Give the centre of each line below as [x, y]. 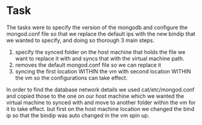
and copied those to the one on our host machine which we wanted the [95, 96]
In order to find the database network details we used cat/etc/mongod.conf [100, 89]
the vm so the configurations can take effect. [71, 78]
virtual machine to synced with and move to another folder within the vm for [101, 102]
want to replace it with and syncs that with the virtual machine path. [100, 58]
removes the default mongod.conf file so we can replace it [88, 65]
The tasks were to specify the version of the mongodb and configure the [97, 27]
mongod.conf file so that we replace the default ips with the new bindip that [101, 33]
